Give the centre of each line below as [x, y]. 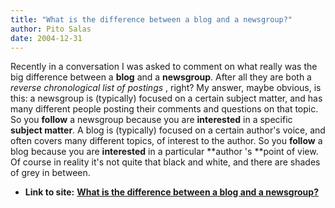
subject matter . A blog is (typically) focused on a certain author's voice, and [168, 130]
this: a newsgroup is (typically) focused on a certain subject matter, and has [166, 98]
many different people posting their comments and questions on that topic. [164, 109]
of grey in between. [50, 173]
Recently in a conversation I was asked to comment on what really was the [164, 67]
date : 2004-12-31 [46, 38]
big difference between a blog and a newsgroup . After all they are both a [161, 77]
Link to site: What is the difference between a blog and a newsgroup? [171, 192]
